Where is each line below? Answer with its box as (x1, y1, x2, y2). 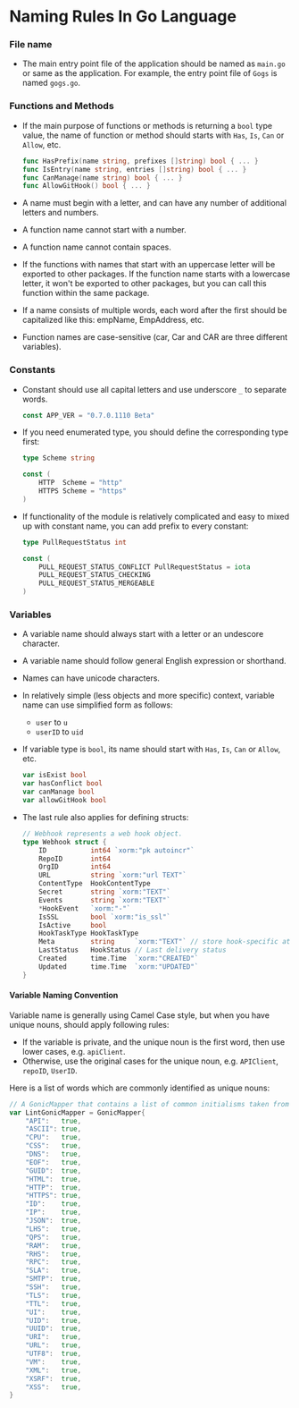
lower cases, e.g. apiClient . (21, 1046, 127, 1056)
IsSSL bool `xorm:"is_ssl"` (38, 912, 171, 921)
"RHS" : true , (25, 1250, 82, 1259)
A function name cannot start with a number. (21, 225, 187, 235)
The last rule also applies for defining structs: (21, 811, 189, 822)
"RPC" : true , (25, 1258, 82, 1267)
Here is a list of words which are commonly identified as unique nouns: (9, 1082, 270, 1093)
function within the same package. (21, 288, 150, 299)
